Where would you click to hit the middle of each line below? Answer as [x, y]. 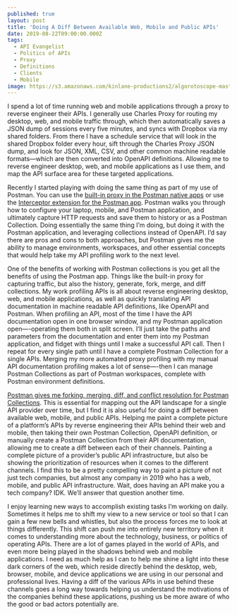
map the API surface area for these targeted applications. [91, 174]
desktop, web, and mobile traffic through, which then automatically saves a [116, 122]
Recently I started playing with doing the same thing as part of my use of [113, 187]
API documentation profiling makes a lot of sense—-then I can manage [110, 367]
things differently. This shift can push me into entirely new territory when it [116, 529]
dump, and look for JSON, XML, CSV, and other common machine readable [116, 151]
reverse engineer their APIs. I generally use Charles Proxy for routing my [113, 114]
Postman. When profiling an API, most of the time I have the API [100, 314]
